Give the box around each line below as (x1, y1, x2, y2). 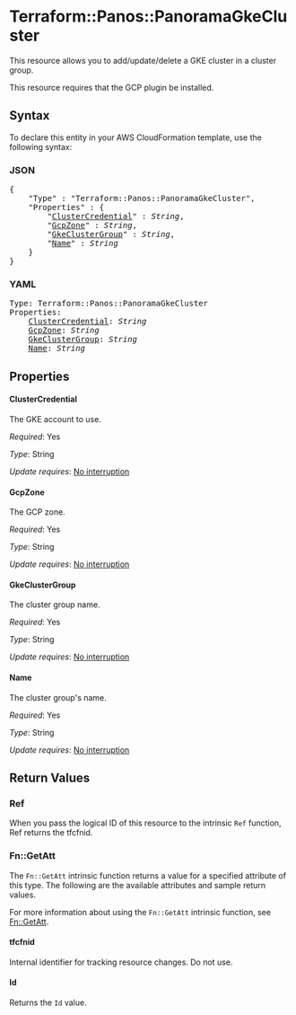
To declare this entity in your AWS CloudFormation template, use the (9, 132, 262, 143)
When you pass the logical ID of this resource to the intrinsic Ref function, (9, 817, 282, 828)
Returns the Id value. (9, 997, 87, 1008)
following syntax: (9, 141, 73, 152)
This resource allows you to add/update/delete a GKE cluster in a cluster (9, 55, 276, 66)
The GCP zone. (9, 507, 65, 517)
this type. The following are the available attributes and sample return (9, 879, 266, 890)
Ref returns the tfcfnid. (9, 827, 93, 838)
